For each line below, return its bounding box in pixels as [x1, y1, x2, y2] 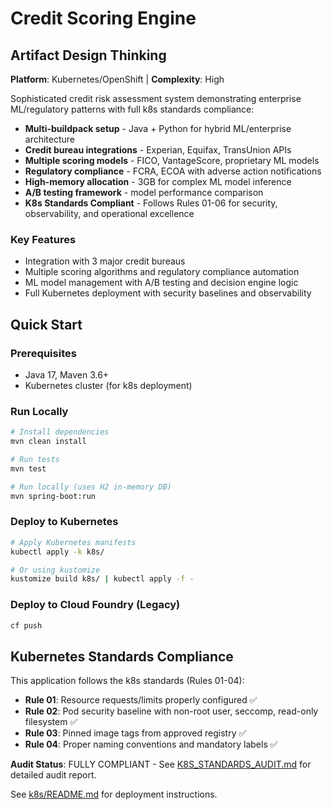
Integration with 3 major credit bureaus [24, 255, 186, 267]
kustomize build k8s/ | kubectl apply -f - [10, 574, 195, 584]
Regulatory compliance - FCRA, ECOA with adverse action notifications [24, 165, 322, 177]
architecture [24, 133, 76, 145]
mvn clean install [10, 437, 87, 447]
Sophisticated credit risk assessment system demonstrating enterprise [10, 93, 302, 104]
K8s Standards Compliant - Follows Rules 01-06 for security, [24, 197, 278, 209]
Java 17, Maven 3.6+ [24, 368, 110, 381]
